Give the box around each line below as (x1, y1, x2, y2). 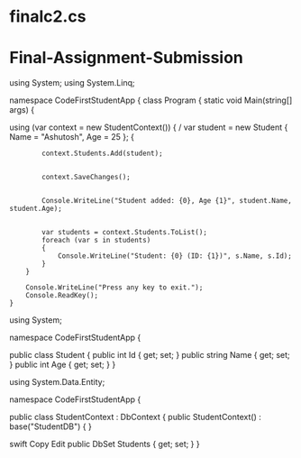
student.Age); (9, 205, 63, 214)
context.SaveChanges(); (41, 173, 131, 182)
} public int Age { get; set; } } (9, 359, 116, 371)
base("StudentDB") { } (9, 421, 92, 432)
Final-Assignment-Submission (9, 48, 243, 69)
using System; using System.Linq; (9, 78, 135, 88)
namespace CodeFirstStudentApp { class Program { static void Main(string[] (9, 95, 293, 105)
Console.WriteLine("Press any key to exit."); (25, 283, 204, 292)
